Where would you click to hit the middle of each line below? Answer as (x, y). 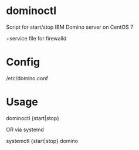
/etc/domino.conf (27, 78)
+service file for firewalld (36, 38)
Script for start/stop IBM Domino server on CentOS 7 (70, 27)
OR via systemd (25, 129)
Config (23, 62)
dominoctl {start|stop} (33, 118)
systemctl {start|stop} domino (42, 141)
